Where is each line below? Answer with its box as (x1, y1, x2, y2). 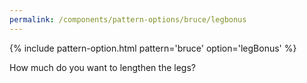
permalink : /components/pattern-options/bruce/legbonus (9, 14, 247, 25)
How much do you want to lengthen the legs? (9, 61, 196, 73)
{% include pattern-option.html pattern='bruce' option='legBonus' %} (9, 42, 297, 54)
